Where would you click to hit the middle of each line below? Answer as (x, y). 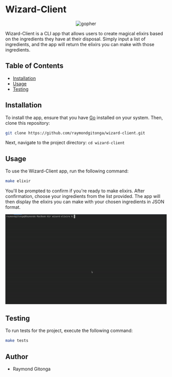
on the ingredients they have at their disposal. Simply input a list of (76, 39)
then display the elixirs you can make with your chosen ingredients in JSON (85, 202)
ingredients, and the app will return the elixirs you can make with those (80, 44)
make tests (17, 341)
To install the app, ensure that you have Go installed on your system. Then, (84, 117)
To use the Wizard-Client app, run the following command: (67, 171)
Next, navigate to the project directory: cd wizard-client (65, 143)
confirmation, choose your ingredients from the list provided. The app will (83, 196)
